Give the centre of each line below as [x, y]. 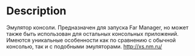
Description [36, 11]
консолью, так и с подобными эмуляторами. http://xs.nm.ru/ [84, 46]
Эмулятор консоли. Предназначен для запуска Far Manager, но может [97, 27]
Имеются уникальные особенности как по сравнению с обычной [91, 40]
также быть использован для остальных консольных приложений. [92, 33]
